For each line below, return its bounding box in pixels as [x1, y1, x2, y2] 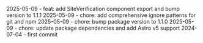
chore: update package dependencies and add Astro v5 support [18, 24, 180, 31]
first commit [27, 31, 58, 38]
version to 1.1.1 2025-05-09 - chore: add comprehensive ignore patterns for [6, 12, 196, 19]
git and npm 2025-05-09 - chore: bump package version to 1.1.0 [6, 18, 168, 25]
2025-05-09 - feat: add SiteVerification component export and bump [6, 5, 180, 12]
